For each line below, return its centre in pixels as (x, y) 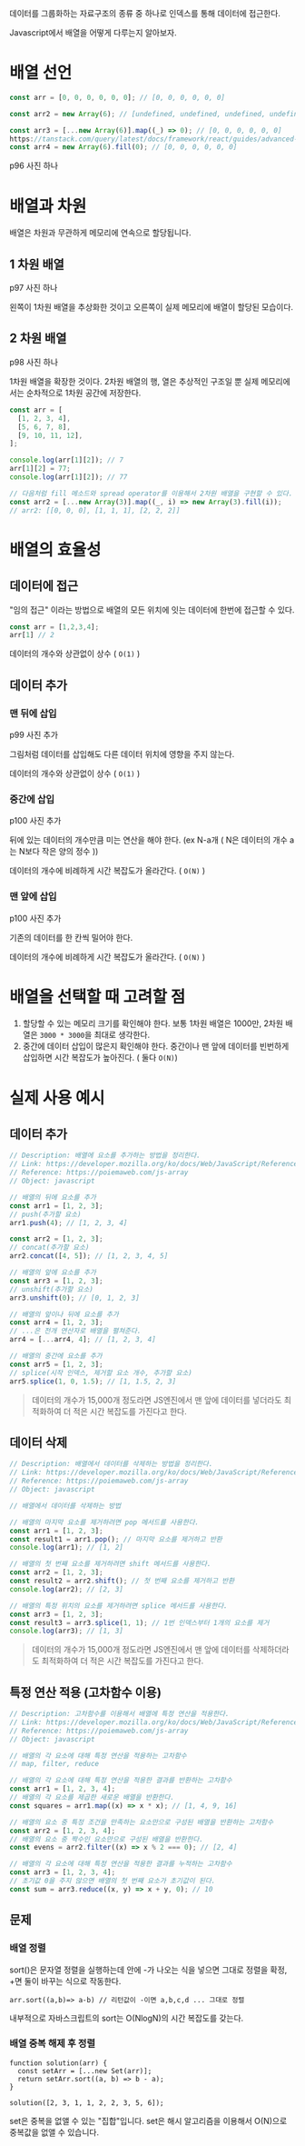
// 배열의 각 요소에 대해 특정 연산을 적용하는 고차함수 (98, 1756)
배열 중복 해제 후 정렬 (52, 2043)
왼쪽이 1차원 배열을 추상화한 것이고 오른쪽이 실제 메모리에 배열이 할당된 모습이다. (151, 307)
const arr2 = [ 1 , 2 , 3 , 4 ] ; (63, 1831)
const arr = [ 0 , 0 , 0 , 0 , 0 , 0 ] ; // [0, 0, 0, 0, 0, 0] (117, 97)
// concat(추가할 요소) (49, 1248)
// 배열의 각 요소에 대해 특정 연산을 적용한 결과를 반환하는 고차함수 (121, 1781)
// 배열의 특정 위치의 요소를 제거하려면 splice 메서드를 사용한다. (119, 1606)
